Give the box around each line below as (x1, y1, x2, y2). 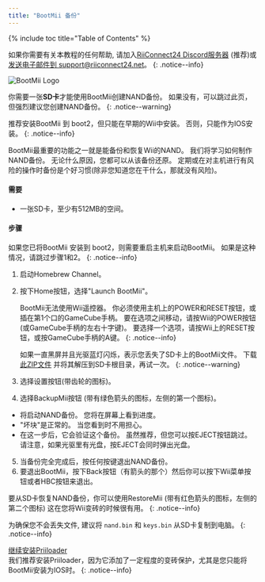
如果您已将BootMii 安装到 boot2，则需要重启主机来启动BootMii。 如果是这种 (8, 243, 256, 252)
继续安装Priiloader (8, 546, 67, 555)
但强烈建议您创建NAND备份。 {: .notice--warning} (8, 101, 172, 111)
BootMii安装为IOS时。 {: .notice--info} (8, 565, 132, 575)
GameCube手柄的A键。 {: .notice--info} (47, 333, 176, 343)
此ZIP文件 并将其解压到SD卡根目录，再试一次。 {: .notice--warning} (19, 360, 241, 369)
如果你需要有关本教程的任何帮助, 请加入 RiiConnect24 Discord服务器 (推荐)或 (8, 49, 257, 59)
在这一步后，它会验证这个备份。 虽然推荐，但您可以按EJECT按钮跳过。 (19, 430, 252, 440)
